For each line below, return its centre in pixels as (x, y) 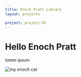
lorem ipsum (17, 60)
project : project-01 (26, 23)
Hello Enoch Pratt (41, 47)
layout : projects (23, 14)
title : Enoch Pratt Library (33, 9)
